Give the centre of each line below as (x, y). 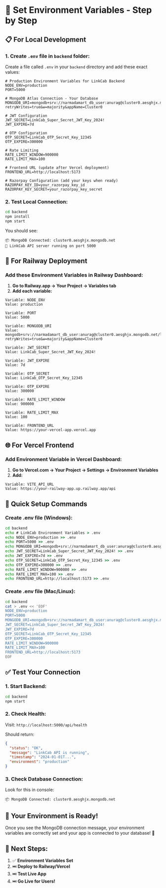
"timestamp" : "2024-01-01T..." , (43, 757)
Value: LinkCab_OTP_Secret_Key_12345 (44, 378)
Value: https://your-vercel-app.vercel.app (51, 430)
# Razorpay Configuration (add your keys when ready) (62, 181)
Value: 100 (16, 417)
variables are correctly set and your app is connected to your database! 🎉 (80, 833)
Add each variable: (32, 291)
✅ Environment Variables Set (42, 860)
